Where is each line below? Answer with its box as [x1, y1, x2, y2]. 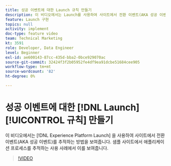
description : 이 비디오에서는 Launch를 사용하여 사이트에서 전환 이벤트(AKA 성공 [5, 12, 158, 17]
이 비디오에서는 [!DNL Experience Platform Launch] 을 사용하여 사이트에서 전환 [5, 132, 165, 138]
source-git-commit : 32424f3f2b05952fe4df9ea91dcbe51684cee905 [5, 60, 140, 65]
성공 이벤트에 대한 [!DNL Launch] [5, 102, 140, 114]
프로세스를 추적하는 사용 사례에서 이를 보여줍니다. [10, 145, 108, 151]
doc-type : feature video [5, 31, 58, 36]
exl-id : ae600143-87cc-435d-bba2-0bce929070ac [5, 54, 106, 60]
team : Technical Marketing [5, 36, 63, 41]
